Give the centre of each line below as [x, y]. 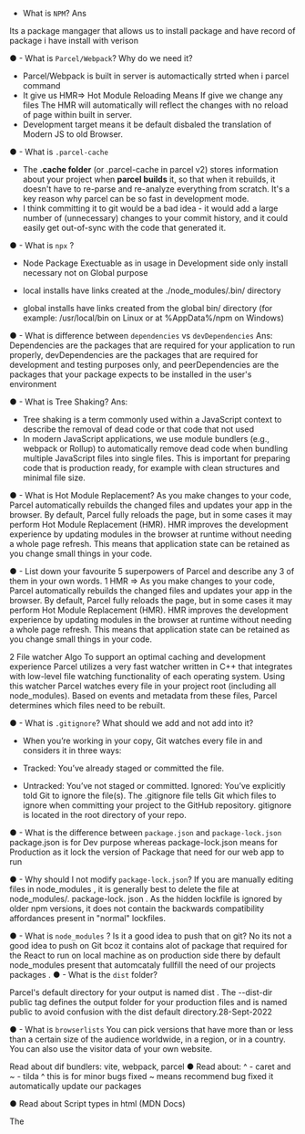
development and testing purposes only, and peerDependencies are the [144, 365]
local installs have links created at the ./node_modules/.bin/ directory [152, 290]
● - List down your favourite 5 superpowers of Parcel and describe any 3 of [152, 571]
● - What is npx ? [42, 245]
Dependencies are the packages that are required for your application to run [152, 345]
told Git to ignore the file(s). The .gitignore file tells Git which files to [149, 795]
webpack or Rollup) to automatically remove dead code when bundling [155, 448]
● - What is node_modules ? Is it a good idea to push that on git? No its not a [151, 936]
